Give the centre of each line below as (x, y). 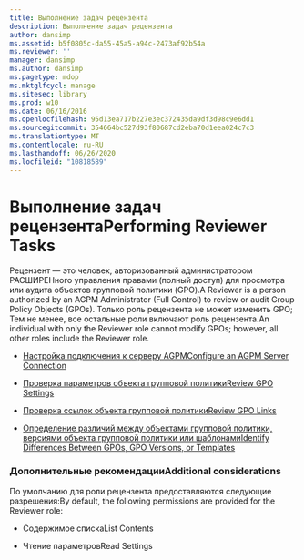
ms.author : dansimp (46, 69)
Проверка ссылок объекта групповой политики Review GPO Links (149, 411)
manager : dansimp (42, 60)
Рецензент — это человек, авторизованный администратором (131, 270)
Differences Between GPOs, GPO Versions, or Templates (129, 448)
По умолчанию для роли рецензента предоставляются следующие (141, 491)
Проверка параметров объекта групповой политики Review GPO (148, 383)
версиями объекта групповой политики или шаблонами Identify (146, 438)
